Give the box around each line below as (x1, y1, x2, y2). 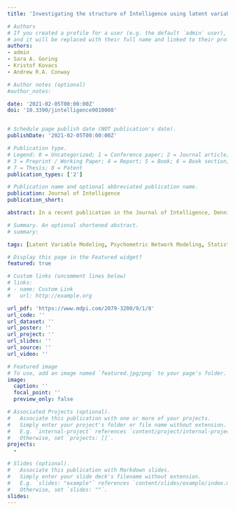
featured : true (7, 260, 52, 267)
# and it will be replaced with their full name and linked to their (7, 36, 215, 43)
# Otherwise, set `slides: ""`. (7, 486, 108, 493)
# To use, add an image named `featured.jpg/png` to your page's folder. (7, 369, 227, 377)
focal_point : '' (13, 390, 61, 397)
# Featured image (7, 363, 58, 370)
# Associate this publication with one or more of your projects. (7, 415, 211, 422)
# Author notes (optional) (7, 81, 86, 88)
